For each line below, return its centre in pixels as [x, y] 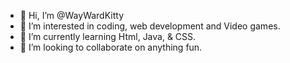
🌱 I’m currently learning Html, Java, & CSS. [108, 36]
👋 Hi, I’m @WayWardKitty [72, 15]
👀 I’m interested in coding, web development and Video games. [150, 26]
